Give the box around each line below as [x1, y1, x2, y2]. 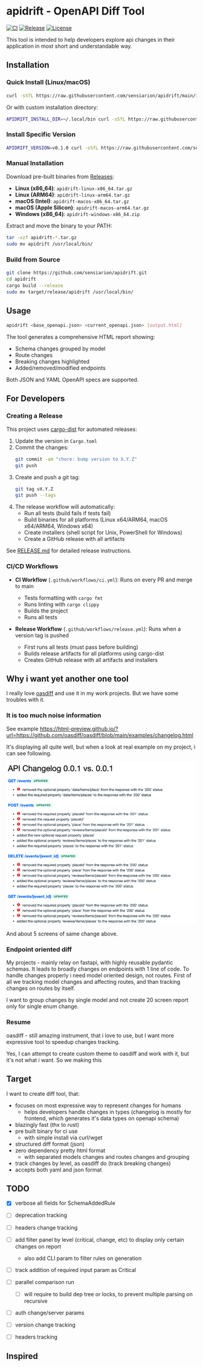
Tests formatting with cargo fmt [24, 594, 103, 602]
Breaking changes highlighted [14, 358, 89, 366]
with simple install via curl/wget [24, 1133, 103, 1141]
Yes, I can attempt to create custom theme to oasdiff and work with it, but [6, 1050, 189, 1057]
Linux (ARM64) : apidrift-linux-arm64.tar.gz [14, 191, 130, 198]
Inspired [6, 1351, 38, 1362]
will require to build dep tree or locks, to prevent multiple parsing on [24, 1290, 193, 1297]
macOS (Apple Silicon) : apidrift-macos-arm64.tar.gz [14, 204, 149, 211]
